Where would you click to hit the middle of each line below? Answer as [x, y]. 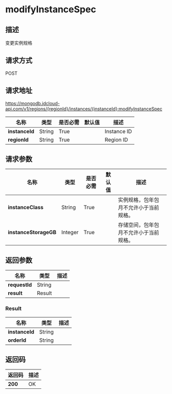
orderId [17, 340]
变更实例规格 [19, 43]
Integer [70, 233]
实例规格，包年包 [139, 200]
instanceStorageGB [32, 233]
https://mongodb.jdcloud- [33, 103]
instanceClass [26, 208]
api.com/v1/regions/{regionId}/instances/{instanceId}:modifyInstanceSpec [84, 109]
